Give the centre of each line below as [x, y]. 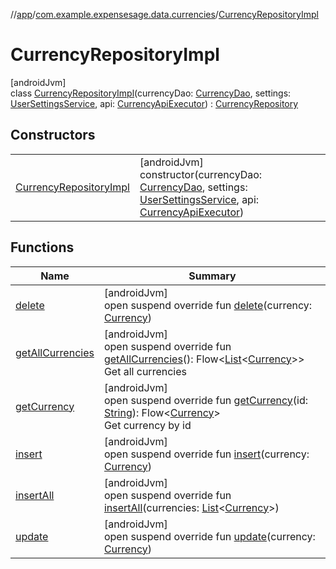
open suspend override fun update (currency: [209, 536]
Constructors [53, 135]
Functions [42, 247]
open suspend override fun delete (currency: [208, 305]
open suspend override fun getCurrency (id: [205, 400]
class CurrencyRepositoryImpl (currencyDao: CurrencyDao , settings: [151, 93]
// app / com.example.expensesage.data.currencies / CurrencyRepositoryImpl [164, 14]
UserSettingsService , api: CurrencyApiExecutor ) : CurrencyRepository [154, 103]
